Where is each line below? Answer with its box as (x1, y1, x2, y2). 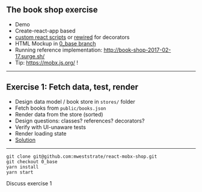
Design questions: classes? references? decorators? (14, 117, 145, 124)
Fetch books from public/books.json (14, 104, 106, 112)
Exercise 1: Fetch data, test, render (6, 82, 138, 92)
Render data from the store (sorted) (14, 110, 103, 118)
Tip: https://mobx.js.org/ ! (14, 59, 78, 66)
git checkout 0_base (6, 158, 58, 164)
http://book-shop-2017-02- (103, 46, 171, 53)
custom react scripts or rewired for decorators (14, 33, 130, 41)
